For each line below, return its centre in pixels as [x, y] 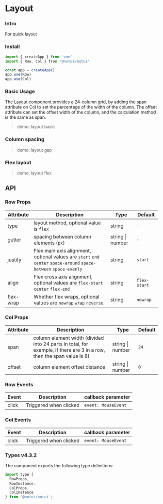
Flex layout [18, 162]
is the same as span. [25, 117]
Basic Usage [20, 92]
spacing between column [62, 236]
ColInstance [22, 492]
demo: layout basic [36, 127]
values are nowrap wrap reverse [69, 302]
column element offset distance [69, 367]
